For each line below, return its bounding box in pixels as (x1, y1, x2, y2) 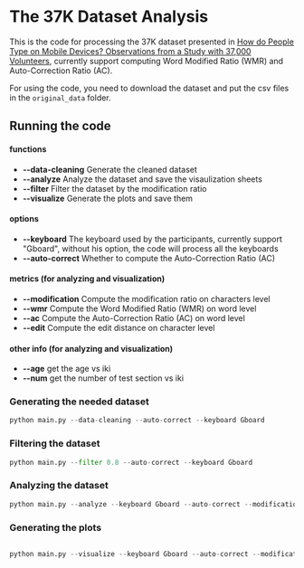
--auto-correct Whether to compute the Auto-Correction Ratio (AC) (22, 252, 276, 263)
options (9, 213, 39, 224)
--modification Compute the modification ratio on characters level (22, 293, 271, 304)
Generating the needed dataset (9, 395, 149, 408)
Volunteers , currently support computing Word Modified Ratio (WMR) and (9, 55, 283, 66)
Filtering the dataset (9, 437, 100, 450)
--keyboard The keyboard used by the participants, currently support (22, 233, 283, 244)
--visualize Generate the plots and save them (22, 193, 193, 204)
